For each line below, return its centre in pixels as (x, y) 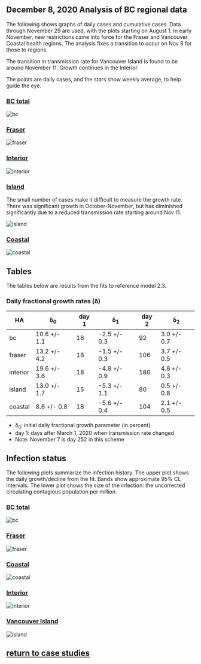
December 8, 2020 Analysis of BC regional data (97, 10)
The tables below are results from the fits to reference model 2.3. (86, 286)
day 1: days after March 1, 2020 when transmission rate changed (95, 433)
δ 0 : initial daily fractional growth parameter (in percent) (83, 426)
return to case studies (48, 653)
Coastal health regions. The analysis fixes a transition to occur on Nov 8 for (99, 43)
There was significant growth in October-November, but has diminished (95, 206)
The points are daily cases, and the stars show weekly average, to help (94, 79)
